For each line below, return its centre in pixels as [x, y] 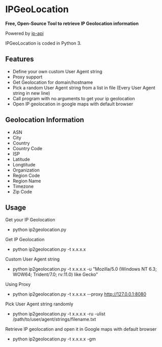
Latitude [21, 159]
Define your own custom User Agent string [57, 71]
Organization [26, 170]
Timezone [23, 186]
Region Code [26, 175]
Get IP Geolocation [25, 240]
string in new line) [31, 93]
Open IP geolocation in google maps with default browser [73, 104]
